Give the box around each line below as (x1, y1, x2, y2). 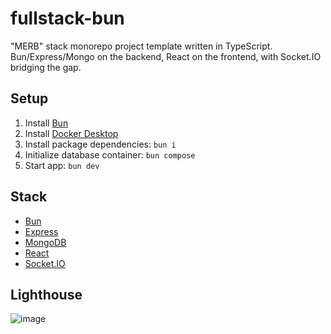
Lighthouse (10, 286, 83, 303)
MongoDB (24, 236, 67, 248)
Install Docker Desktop (24, 127, 119, 139)
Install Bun (24, 117, 69, 129)
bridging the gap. (10, 61, 82, 73)
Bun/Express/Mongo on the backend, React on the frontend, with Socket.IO (10, 50, 322, 62)
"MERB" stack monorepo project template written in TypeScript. (10, 40, 273, 52)
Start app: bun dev (24, 159, 100, 171)
